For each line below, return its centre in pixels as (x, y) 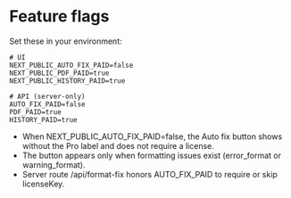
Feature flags (59, 16)
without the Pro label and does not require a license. (118, 145)
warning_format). (54, 165)
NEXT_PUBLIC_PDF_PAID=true (59, 73)
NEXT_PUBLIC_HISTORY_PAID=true (67, 81)
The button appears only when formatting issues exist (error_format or (151, 155)
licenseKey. (43, 184)
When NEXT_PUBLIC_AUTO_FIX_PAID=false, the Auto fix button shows (152, 136)
